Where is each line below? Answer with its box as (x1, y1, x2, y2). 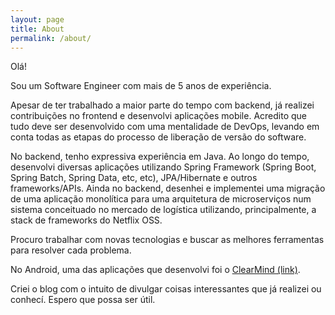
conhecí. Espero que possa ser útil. (10, 294, 156, 306)
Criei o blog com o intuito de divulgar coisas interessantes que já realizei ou (10, 283, 322, 295)
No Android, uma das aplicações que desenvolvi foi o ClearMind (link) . (10, 264, 301, 276)
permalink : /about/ (10, 33, 92, 43)
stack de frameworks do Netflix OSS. (10, 214, 163, 226)
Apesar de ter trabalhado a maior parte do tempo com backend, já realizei (10, 99, 315, 111)
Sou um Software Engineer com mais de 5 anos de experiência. (10, 80, 272, 92)
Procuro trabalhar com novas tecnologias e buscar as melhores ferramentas (10, 234, 325, 246)
